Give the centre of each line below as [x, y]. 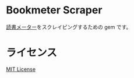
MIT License [21, 69]
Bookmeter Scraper [54, 10]
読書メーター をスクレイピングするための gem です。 [69, 27]
